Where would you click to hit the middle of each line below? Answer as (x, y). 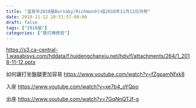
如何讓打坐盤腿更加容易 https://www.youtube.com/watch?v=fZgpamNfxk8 (95, 74)
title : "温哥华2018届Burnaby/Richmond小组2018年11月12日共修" (78, 11)
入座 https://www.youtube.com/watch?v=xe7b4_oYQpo (72, 87)
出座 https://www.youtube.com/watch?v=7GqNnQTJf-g (72, 99)
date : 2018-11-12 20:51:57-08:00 (47, 17)
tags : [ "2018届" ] (27, 28)
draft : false (22, 22)
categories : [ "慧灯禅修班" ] (38, 33)
